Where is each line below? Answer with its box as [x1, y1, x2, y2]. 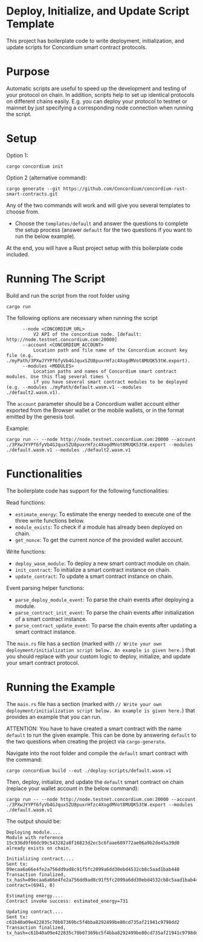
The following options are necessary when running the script [6, 314, 158, 321]
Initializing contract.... [6, 855, 74, 862]
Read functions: [6, 499, 46, 506]
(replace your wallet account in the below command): [6, 785, 139, 792]
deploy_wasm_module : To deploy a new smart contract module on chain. [14, 560, 190, 567]
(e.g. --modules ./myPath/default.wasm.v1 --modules [6, 384, 142, 390]
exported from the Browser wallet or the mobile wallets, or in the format [6, 407, 184, 414]
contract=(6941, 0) [6, 882, 56, 888]
